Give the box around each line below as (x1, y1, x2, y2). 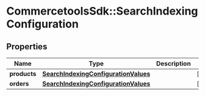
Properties (6, 41, 48, 52)
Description (156, 60, 191, 67)
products (9, 70, 37, 78)
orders (9, 80, 29, 87)
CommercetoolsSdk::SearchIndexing (6, 4, 198, 18)
